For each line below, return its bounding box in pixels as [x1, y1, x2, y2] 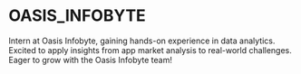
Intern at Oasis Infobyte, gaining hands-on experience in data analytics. [8, 35, 276, 46]
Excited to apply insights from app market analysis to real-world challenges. [8, 44, 292, 55]
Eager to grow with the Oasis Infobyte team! [8, 54, 173, 65]
